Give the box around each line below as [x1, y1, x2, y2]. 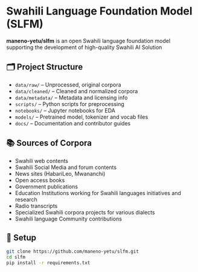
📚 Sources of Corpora [6, 138, 92, 148]
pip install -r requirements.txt [6, 260, 91, 266]
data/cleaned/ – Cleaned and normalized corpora [14, 87, 138, 95]
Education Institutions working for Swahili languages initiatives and [14, 189, 181, 196]
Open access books [14, 176, 65, 184]
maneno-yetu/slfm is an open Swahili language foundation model [6, 37, 171, 44]
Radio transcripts [14, 202, 58, 210]
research [14, 196, 37, 203]
